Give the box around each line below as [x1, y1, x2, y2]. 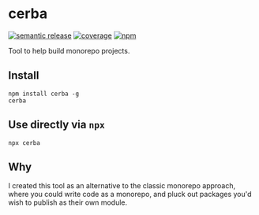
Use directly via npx [8, 118, 105, 132]
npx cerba [8, 139, 41, 146]
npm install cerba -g [8, 90, 80, 98]
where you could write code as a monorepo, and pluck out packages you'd [8, 190, 252, 199]
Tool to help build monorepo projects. [8, 46, 130, 55]
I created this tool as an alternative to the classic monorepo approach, [8, 181, 236, 191]
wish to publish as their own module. [8, 198, 128, 207]
